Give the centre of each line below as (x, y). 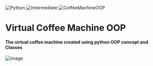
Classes (14, 47)
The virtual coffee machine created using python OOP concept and (77, 42)
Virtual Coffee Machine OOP (65, 28)
